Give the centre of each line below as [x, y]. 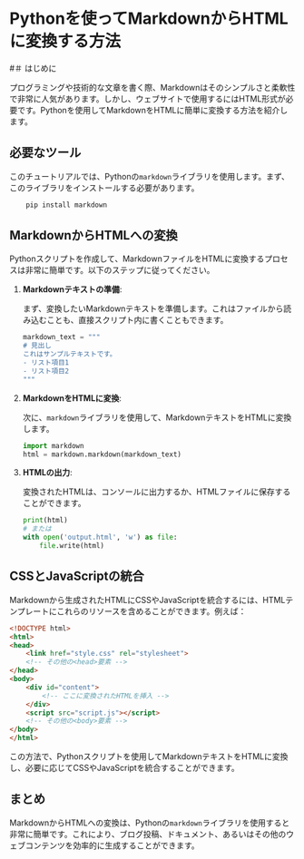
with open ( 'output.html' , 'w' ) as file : [100, 537]
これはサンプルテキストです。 [69, 355]
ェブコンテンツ [37, 845]
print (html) [45, 521]
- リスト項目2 [46, 371]
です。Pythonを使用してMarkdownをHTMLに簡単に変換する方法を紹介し [152, 110]
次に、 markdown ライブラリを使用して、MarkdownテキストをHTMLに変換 [157, 417]
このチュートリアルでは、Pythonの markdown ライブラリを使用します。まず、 [150, 176]
